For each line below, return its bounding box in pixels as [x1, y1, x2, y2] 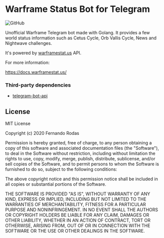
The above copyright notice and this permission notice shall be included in [5, 176, 158, 182]
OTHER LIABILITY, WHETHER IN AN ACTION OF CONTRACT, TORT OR [5, 218, 151, 224]
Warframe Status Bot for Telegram [5, 3, 151, 15]
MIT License [5, 120, 31, 126]
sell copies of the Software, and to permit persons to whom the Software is [5, 161, 160, 167]
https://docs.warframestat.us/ [5, 69, 67, 75]
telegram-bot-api [12, 93, 48, 99]
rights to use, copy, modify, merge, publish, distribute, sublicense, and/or [5, 156, 156, 162]
